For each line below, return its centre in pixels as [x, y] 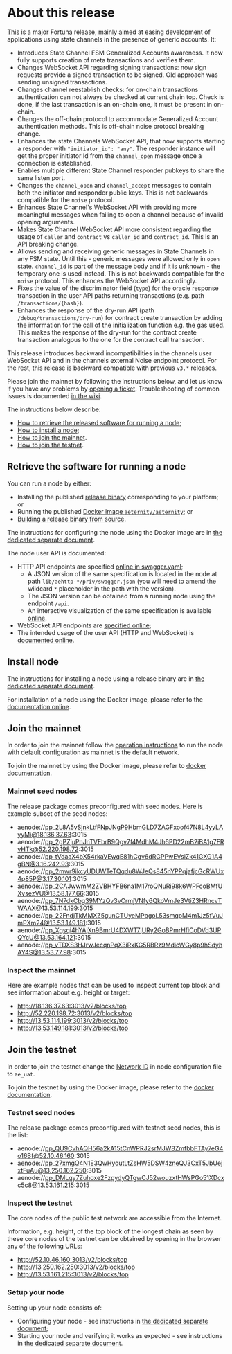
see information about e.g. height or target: [69, 992]
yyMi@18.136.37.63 [44, 834]
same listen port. [41, 177]
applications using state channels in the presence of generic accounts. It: [112, 39]
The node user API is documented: [56, 553]
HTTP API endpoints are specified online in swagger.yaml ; [100, 567]
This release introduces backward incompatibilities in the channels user [109, 353]
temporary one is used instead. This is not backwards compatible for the [121, 273]
